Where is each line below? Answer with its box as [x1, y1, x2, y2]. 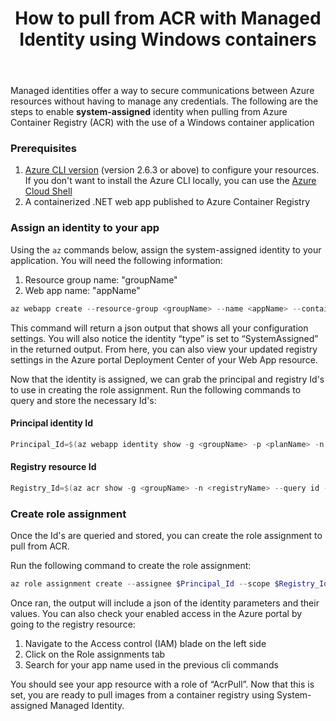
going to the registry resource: [10, 618, 136, 630]
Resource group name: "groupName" [24, 273, 178, 286]
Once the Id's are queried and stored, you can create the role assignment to [10, 530, 323, 542]
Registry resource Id [10, 461, 97, 473]
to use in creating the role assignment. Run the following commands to [10, 383, 302, 396]
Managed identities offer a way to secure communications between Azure [10, 85, 315, 97]
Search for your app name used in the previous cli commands [24, 658, 279, 671]
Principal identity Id [10, 417, 94, 429]
